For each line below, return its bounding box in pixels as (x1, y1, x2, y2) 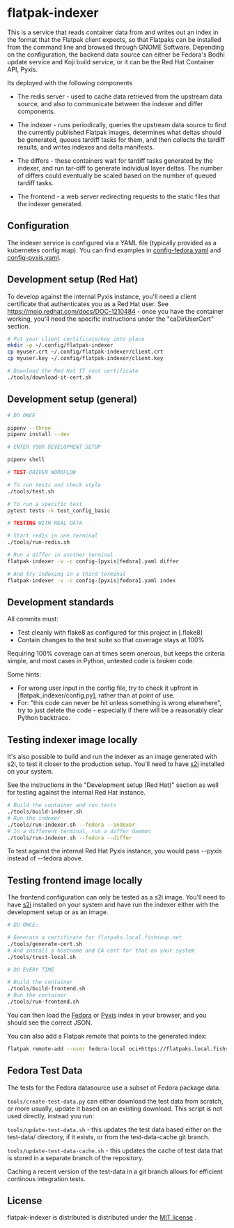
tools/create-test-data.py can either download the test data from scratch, (7, 1097, 224, 1105)
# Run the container (7, 992, 68, 999)
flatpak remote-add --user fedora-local (7, 1045, 127, 1053)
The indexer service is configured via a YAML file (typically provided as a (7, 238, 217, 247)
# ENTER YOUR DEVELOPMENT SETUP (7, 444, 101, 451)
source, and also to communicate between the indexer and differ (17, 99, 203, 108)
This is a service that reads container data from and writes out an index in (7, 28, 219, 36)
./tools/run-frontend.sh (7, 998, 79, 1006)
